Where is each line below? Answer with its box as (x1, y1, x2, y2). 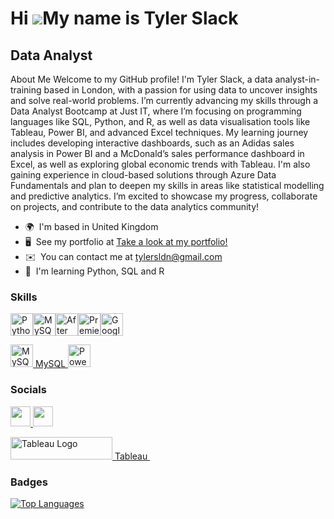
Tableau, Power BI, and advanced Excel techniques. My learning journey (10, 127, 309, 138)
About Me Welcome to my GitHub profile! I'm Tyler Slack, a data (10, 73, 273, 85)
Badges (10, 475, 48, 489)
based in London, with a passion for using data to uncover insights (43, 84, 318, 96)
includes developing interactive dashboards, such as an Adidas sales (10, 137, 295, 149)
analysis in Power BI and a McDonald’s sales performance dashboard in (10, 148, 305, 159)
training (10, 84, 42, 96)
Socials (10, 383, 47, 397)
